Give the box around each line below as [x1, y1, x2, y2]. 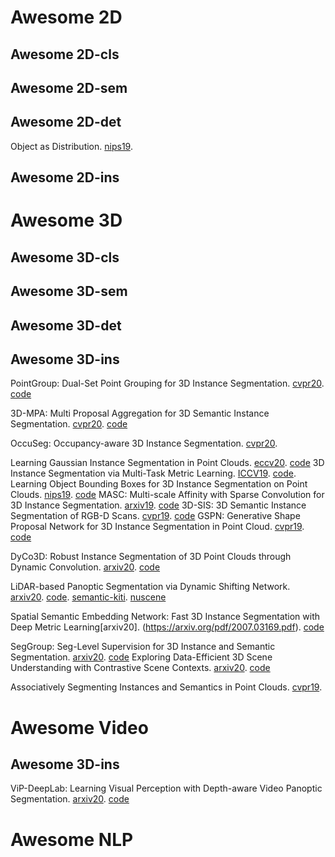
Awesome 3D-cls [10, 249, 120, 266]
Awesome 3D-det [10, 317, 122, 334]
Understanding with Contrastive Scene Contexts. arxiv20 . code [10, 662, 271, 674]
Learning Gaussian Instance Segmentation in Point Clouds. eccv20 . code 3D [10, 457, 325, 469]
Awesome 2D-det [10, 114, 122, 131]
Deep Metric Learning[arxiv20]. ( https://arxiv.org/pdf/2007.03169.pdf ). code [10, 621, 325, 633]
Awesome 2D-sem [10, 79, 128, 96]
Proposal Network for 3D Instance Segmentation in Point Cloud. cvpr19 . [10, 521, 305, 533]
